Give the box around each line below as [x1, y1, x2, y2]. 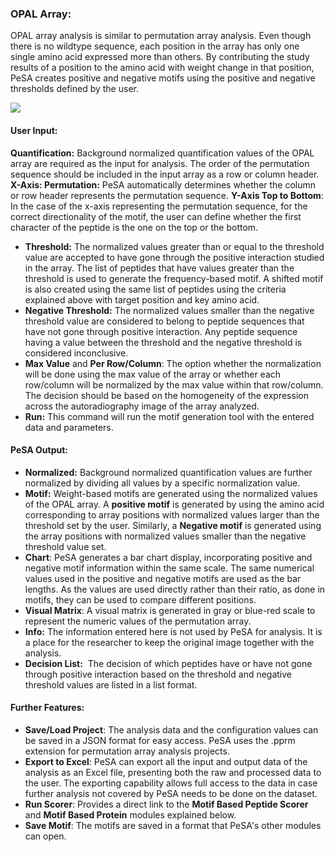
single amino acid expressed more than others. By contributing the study [10, 51, 310, 63]
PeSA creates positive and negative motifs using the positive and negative [10, 72, 316, 84]
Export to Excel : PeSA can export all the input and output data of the [24, 755, 308, 767]
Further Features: [10, 702, 85, 714]
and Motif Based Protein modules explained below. [24, 808, 237, 821]
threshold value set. [24, 540, 107, 552]
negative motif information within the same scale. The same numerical [24, 562, 315, 574]
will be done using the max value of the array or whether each [24, 368, 282, 380]
